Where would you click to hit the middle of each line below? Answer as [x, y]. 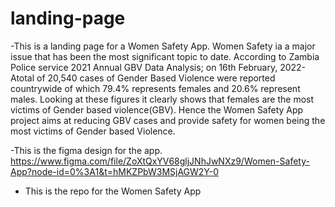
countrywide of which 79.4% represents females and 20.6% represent [155, 88]
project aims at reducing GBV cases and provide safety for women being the [168, 120]
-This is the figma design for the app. [86, 150]
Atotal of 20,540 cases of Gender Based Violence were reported [143, 78]
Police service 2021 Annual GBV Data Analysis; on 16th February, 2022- [158, 67]
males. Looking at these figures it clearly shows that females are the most [162, 99]
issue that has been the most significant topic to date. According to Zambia [165, 56]
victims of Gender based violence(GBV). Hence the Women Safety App [157, 109]
